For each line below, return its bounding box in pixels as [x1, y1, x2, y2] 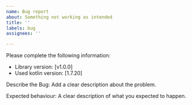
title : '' [6, 19, 31, 25]
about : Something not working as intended [6, 14, 113, 20]
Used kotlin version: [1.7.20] [14, 70, 83, 77]
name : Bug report [6, 8, 49, 15]
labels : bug [6, 25, 36, 31]
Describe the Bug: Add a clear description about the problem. [6, 81, 156, 88]
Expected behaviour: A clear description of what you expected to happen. [6, 93, 187, 100]
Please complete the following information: [6, 52, 111, 59]
